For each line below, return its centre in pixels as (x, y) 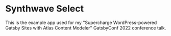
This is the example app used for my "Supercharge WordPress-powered (81, 22)
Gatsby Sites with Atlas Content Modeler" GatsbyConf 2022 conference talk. (86, 27)
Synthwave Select (45, 9)
